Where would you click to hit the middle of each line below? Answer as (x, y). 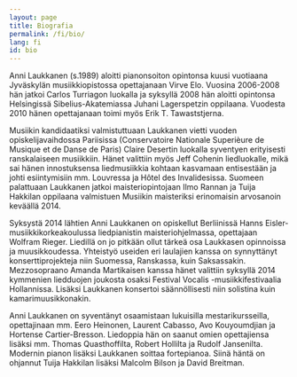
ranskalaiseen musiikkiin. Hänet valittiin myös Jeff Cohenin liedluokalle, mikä (149, 159)
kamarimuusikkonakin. (50, 299)
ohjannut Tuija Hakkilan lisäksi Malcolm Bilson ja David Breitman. (127, 363)
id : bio (23, 51)
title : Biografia (41, 26)
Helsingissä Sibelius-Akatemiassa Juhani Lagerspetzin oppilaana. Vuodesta (147, 104)
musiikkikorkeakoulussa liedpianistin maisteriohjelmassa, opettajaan (133, 232)
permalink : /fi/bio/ (47, 34)
